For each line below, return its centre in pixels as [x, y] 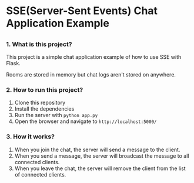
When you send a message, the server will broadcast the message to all [102, 156]
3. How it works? [30, 137]
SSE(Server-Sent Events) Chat [82, 11]
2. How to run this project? [45, 89]
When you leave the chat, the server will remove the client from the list [100, 168]
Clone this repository [40, 103]
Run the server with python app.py [56, 115]
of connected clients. [40, 174]
